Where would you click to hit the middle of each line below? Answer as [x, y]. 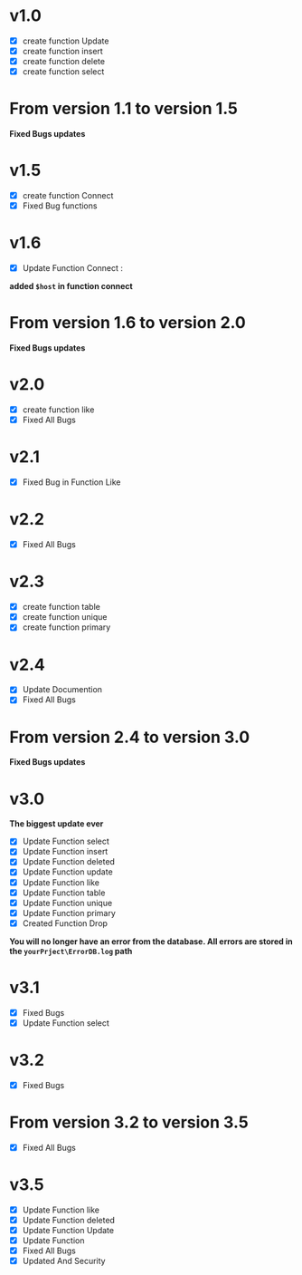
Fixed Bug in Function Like [71, 482]
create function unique [65, 617]
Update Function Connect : [73, 268]
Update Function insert [65, 852]
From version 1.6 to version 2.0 [127, 323]
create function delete [64, 62]
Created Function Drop [65, 923]
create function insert [63, 51]
